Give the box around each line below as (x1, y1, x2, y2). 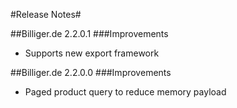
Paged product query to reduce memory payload (24, 86, 227, 98)
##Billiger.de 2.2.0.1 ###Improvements (10, 28, 169, 39)
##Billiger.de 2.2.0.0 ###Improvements (10, 67, 172, 78)
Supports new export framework (24, 47, 160, 59)
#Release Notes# (10, 9, 82, 20)
